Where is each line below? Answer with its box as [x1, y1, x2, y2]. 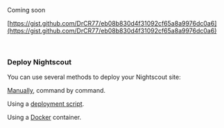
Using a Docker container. [7, 113, 82, 122]
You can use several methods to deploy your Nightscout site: [7, 73, 182, 82]
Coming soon [7, 6, 46, 14]
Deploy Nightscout [7, 57, 72, 66]
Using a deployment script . [7, 100, 85, 108]
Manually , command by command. [7, 86, 106, 95]
